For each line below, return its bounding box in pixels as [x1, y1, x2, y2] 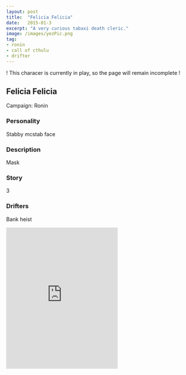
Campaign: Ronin [6, 102, 49, 109]
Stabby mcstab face [6, 130, 55, 137]
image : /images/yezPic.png [6, 31, 73, 37]
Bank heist [6, 215, 32, 223]
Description [6, 145, 41, 153]
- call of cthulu [6, 48, 49, 53]
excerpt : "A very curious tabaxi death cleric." [6, 25, 129, 31]
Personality [6, 117, 40, 125]
